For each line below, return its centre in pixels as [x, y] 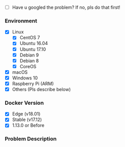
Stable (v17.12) [27, 120]
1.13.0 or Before [28, 125]
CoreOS [28, 66]
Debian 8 [29, 61]
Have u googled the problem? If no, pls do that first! [66, 7]
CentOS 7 [30, 38]
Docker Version [24, 103]
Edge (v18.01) [26, 114]
